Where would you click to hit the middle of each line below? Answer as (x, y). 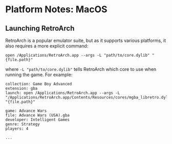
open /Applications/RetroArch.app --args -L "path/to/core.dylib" (78, 55)
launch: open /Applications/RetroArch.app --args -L (63, 93)
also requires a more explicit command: (47, 46)
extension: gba (21, 88)
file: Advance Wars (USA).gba (38, 115)
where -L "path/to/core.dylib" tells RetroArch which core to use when (81, 69)
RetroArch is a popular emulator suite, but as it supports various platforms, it (86, 40)
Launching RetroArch (40, 28)
